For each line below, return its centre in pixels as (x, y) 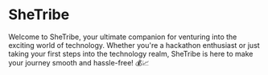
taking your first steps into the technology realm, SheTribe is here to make (131, 53)
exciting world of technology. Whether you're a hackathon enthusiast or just (134, 45)
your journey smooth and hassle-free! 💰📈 (79, 62)
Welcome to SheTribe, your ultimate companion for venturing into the (123, 37)
